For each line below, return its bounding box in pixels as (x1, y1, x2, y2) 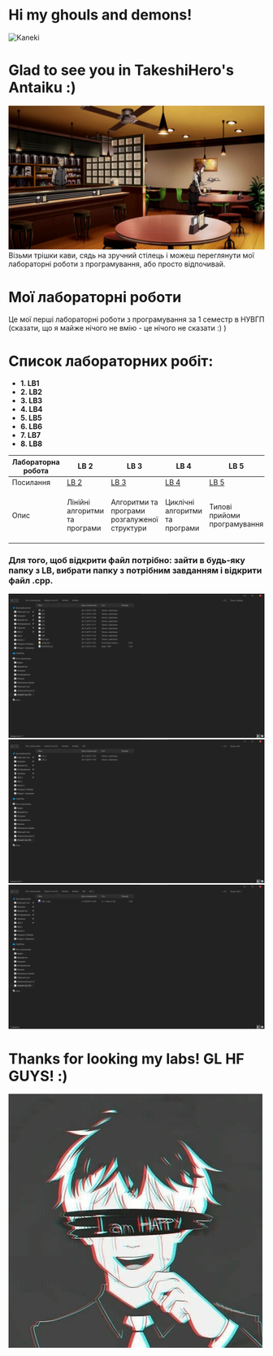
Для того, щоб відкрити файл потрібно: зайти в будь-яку (8, 554, 245, 565)
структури (110, 523, 147, 533)
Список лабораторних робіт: (8, 352, 214, 370)
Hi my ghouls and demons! (8, 6, 193, 24)
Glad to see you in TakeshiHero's (8, 61, 234, 80)
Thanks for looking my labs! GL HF (8, 1050, 245, 1068)
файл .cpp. (8, 574, 54, 586)
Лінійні (66, 497, 91, 507)
